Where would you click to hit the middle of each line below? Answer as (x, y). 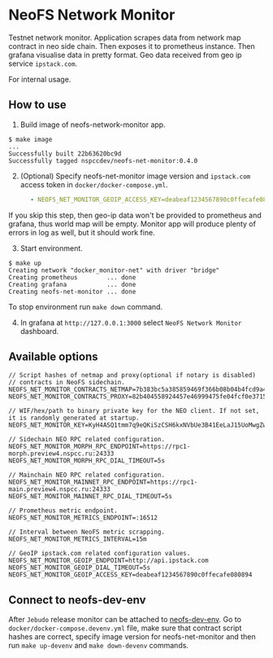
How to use (37, 105)
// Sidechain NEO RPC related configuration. (87, 440)
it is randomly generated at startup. (74, 418)
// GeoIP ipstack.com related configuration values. (100, 554)
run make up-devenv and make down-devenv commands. (99, 646)
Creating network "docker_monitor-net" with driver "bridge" (114, 270)
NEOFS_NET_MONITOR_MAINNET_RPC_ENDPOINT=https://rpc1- (103, 482)
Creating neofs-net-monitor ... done (72, 292)
